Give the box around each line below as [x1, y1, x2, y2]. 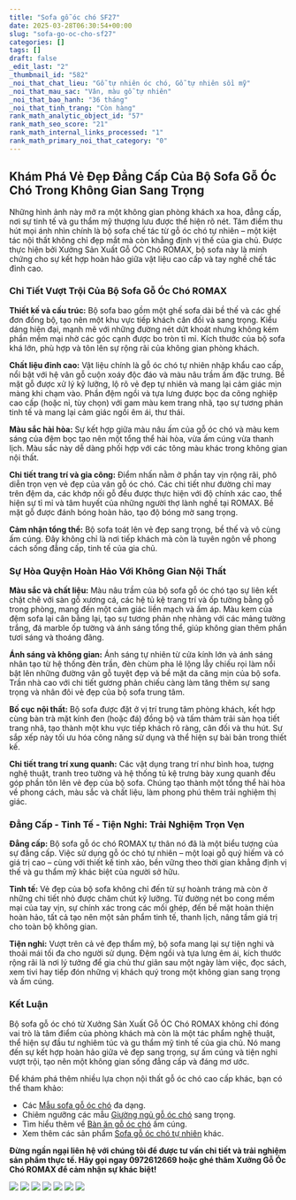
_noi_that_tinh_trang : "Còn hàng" [9, 104, 137, 112]
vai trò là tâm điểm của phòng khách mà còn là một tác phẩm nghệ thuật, [9, 1027, 276, 1038]
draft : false [9, 54, 57, 63]
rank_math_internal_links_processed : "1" [9, 128, 164, 137]
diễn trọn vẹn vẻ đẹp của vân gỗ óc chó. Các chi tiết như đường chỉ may [9, 479, 272, 489]
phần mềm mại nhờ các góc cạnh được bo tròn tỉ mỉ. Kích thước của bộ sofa [9, 333, 285, 343]
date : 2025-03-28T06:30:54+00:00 [9, 21, 133, 30]
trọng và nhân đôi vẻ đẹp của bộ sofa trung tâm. [9, 687, 186, 697]
